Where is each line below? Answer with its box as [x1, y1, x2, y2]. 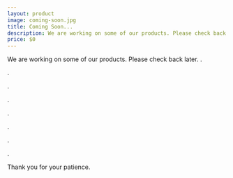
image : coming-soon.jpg [7, 17, 77, 24]
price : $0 [7, 36, 36, 43]
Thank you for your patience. [7, 163, 91, 171]
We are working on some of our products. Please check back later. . [7, 55, 202, 63]
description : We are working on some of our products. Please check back [7, 29, 227, 37]
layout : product [7, 10, 54, 17]
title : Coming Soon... [7, 23, 73, 30]
